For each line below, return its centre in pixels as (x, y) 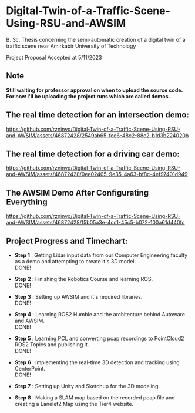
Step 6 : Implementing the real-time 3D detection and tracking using (97, 362)
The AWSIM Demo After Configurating (78, 193)
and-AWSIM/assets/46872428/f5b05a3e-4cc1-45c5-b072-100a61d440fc (95, 223)
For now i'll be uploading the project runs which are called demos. (88, 96)
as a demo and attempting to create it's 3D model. (75, 261)
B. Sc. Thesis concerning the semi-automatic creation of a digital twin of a (96, 39)
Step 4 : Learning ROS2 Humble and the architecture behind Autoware (100, 314)
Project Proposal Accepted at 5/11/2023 (54, 57)
